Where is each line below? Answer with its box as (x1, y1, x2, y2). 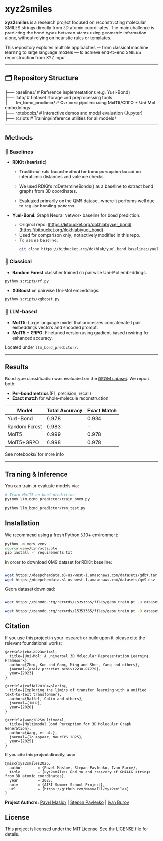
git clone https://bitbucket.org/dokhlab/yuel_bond (19, 247, 126, 252)
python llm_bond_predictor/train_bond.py (5, 497, 90, 502)
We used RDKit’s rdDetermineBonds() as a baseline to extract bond (19, 183, 154, 189)
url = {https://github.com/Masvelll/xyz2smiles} (9, 786, 130, 791)
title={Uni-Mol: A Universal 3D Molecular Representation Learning (9, 653, 149, 659)
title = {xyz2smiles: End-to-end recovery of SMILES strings (9, 769, 151, 774)
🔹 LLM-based (5, 309, 37, 315)
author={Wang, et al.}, (9, 730, 57, 735)
